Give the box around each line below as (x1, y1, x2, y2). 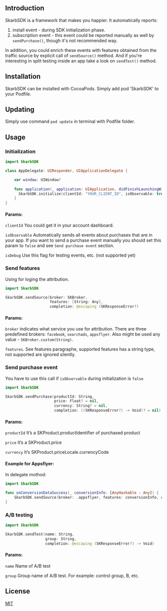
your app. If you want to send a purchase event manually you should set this (5, 237, 162, 244)
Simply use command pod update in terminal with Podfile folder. (5, 118, 135, 124)
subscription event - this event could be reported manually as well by (12, 32, 154, 38)
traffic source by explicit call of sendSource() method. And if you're (5, 52, 142, 58)
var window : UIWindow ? (14, 177, 61, 182)
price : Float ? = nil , (54, 399, 99, 404)
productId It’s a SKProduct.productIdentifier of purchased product (5, 430, 140, 436)
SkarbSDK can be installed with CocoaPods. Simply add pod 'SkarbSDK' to (5, 85, 159, 91)
